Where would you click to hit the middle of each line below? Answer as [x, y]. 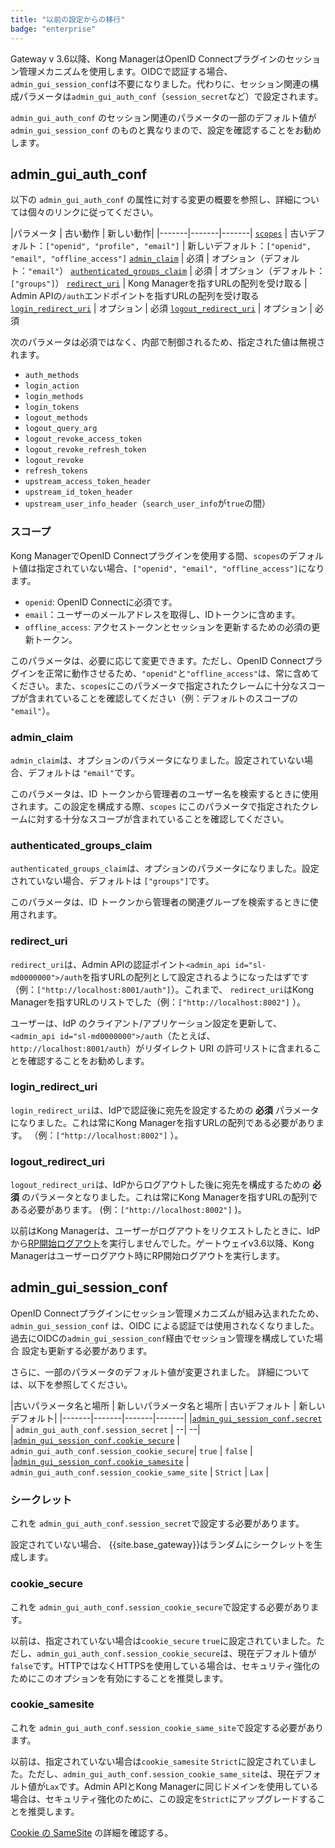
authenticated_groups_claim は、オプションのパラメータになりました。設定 [165, 868]
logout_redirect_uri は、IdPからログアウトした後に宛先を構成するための [160, 1185]
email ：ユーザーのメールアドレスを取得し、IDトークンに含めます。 [162, 614]
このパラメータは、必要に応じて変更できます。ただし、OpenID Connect [158, 660]
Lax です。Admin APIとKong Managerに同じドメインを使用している [182, 1786]
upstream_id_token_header [78, 492]
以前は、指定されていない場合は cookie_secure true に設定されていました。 [163, 1640]
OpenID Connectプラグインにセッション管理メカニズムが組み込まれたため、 [167, 1313]
